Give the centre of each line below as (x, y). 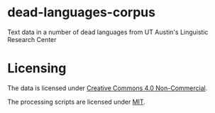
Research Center (32, 39)
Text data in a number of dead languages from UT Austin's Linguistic (108, 32)
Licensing (37, 69)
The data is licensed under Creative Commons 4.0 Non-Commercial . (107, 88)
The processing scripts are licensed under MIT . (76, 102)
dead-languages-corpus (82, 12)
